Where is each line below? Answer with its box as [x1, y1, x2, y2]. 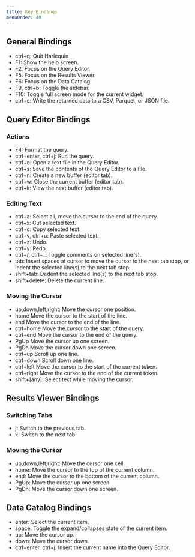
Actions [6, 133, 30, 141]
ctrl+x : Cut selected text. [14, 220, 76, 227]
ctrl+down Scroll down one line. [14, 357, 94, 364]
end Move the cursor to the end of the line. [14, 318, 121, 325]
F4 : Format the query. [14, 146, 69, 153]
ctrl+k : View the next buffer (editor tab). [14, 184, 113, 191]
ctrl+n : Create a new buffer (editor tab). [14, 172, 113, 179]
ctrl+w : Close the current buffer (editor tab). [14, 178, 124, 185]
